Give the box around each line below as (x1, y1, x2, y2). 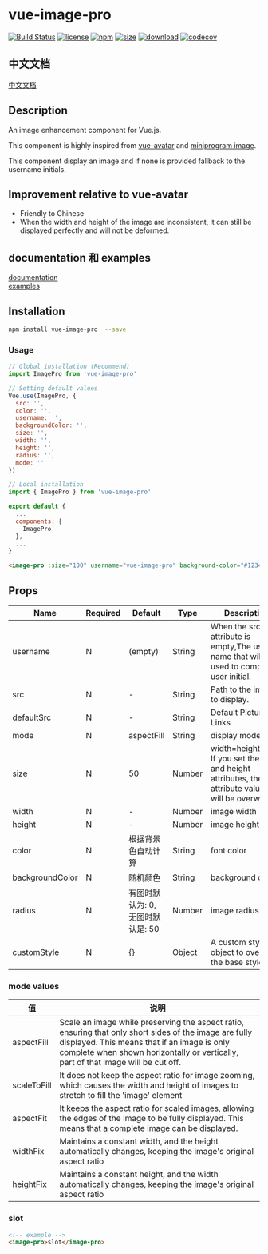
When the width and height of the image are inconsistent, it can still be (19, 218, 252, 227)
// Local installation (8, 481, 84, 489)
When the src (210, 621, 261, 632)
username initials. (8, 164, 66, 174)
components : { (15, 517, 62, 525)
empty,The (210, 641, 251, 652)
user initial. (210, 670, 251, 681)
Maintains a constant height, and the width (59, 1169, 219, 1180)
